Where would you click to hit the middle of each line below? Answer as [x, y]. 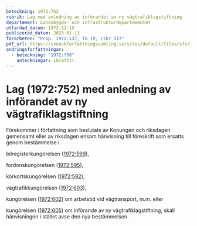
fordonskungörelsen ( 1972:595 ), [45, 165]
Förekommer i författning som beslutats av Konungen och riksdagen [88, 130]
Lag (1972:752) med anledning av [89, 89]
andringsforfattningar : [35, 50]
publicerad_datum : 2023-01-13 [43, 33]
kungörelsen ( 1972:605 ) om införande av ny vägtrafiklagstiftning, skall [90, 210]
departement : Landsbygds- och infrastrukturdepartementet [78, 22]
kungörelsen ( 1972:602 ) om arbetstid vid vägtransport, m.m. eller [85, 199]
